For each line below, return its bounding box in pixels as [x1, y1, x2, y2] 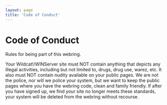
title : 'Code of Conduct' [5, 12, 60, 17]
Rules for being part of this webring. [5, 51, 81, 57]
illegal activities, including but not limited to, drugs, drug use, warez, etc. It [5, 67, 162, 73]
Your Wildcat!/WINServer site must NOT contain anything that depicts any [5, 61, 161, 67]
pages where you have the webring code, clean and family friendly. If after [5, 83, 162, 89]
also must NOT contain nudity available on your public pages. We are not [5, 72, 159, 78]
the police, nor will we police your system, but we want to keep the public [5, 77, 160, 83]
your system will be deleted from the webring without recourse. [5, 94, 139, 100]
